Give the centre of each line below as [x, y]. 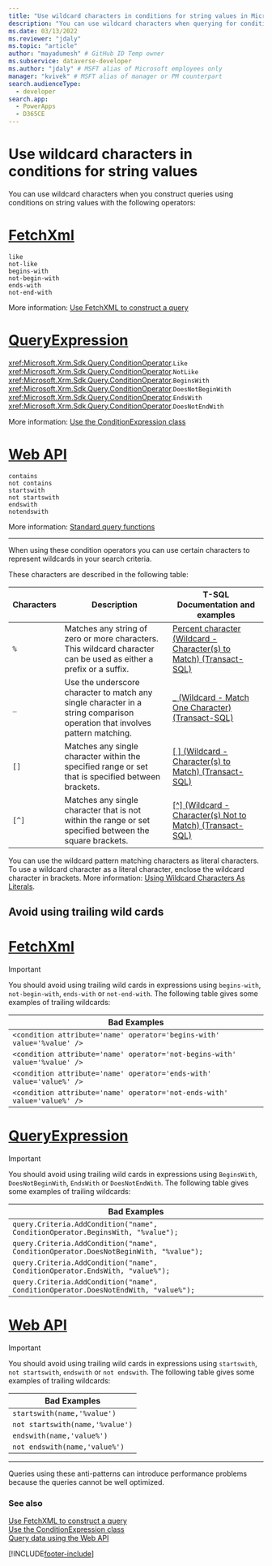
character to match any [108, 692]
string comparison [99, 713]
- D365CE [30, 114]
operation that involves [108, 723]
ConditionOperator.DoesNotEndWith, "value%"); [104, 1290]
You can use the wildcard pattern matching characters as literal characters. [134, 861]
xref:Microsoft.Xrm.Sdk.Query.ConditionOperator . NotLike [104, 371]
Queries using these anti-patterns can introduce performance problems [128, 1473]
